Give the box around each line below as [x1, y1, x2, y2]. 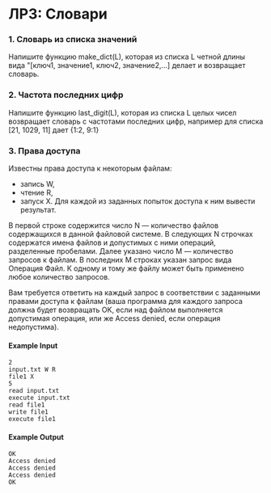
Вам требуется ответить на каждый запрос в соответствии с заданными [8, 288, 260, 297]
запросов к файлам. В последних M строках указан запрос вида [8, 255, 232, 265]
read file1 [8, 401, 45, 409]
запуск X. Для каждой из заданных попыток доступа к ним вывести [19, 196, 256, 206]
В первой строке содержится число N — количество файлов [8, 221, 219, 230]
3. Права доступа [8, 145, 81, 156]
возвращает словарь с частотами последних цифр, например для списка [8, 116, 264, 126]
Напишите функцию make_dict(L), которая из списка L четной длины [8, 52, 245, 61]
